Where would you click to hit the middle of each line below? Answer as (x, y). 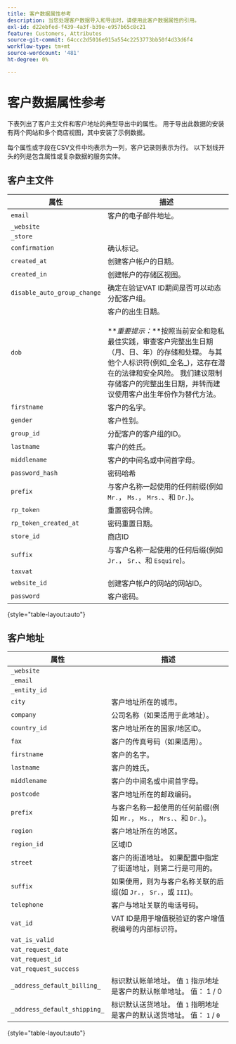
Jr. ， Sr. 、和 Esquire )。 (149, 560)
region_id (27, 844)
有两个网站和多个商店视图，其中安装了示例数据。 (78, 132)
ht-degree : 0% (28, 60)
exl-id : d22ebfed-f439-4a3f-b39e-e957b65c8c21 (77, 27)
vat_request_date (40, 950)
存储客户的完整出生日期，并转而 (160, 383)
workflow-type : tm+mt (39, 46)
